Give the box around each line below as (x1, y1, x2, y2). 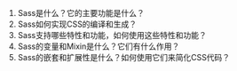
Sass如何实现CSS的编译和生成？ (17, 19, 138, 29)
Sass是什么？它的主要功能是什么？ (17, 8, 145, 18)
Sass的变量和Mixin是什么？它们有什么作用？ (17, 41, 180, 51)
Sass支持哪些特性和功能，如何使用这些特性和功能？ (17, 30, 207, 40)
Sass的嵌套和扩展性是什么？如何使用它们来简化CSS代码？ (17, 52, 231, 62)
